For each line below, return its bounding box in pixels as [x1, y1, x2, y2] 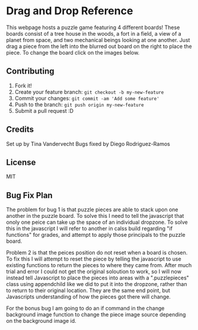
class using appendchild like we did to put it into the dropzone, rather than [6, 281, 187, 288]
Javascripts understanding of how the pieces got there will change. [6, 293, 171, 300]
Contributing [6, 66, 55, 77]
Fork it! [14, 82, 33, 89]
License [6, 157, 36, 167]
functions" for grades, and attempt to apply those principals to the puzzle [6, 231, 186, 239]
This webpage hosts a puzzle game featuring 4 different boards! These [6, 24, 180, 31]
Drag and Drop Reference [6, 4, 133, 18]
